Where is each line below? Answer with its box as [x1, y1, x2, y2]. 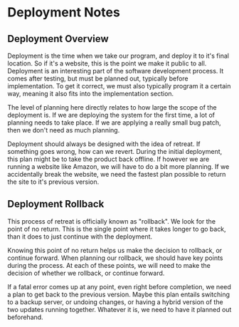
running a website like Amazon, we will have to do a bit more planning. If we [7, 162, 230, 171]
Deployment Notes [7, 4, 121, 21]
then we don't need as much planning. [7, 126, 120, 134]
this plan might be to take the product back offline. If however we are [7, 155, 210, 163]
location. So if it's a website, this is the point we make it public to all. [7, 59, 207, 68]
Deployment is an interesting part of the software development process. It [7, 67, 224, 75]
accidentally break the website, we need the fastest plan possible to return [7, 170, 226, 178]
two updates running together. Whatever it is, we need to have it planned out [7, 305, 232, 313]
